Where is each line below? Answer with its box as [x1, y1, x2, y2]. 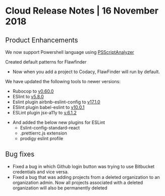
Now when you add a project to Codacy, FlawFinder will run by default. [12, 69, 160, 75]
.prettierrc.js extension [20, 130, 67, 136]
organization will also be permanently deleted [12, 184, 107, 191]
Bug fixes [5, 150, 35, 159]
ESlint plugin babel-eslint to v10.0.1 [12, 104, 85, 110]
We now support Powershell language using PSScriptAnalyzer [5, 49, 135, 55]
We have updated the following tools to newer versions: [5, 79, 121, 84]
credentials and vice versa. [12, 169, 69, 175]
